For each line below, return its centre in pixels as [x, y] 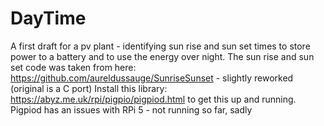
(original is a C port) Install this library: [89, 88]
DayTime [48, 18]
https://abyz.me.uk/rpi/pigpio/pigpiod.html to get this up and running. [153, 99]
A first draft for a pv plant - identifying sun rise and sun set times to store [160, 46]
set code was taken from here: [73, 67]
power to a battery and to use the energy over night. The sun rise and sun [162, 56]
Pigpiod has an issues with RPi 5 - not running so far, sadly [131, 109]
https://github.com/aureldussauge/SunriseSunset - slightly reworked [152, 78]
